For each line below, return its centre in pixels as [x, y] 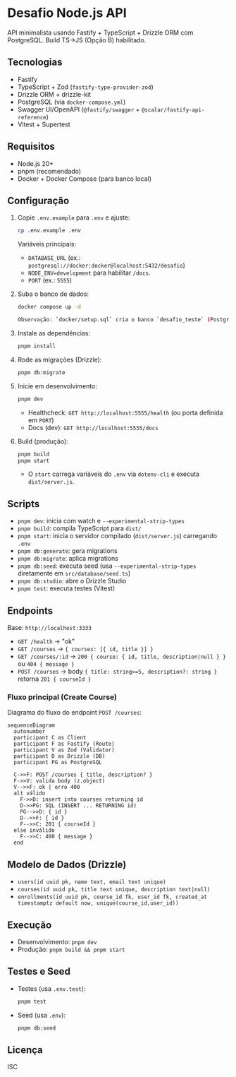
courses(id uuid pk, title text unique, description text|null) [114, 890]
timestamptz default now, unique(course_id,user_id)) [98, 903]
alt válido [30, 793]
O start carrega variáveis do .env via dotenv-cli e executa [113, 474]
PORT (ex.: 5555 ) [50, 280]
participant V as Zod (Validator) [64, 750]
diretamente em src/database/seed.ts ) [74, 573]
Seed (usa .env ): [41, 1015]
